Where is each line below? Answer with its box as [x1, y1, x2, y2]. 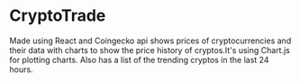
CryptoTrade [9, 5, 106, 26]
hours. [9, 64, 33, 75]
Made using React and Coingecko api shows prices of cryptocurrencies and [9, 35, 292, 46]
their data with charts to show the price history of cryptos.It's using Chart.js [9, 44, 291, 55]
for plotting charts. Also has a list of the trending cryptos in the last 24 [9, 54, 269, 65]
